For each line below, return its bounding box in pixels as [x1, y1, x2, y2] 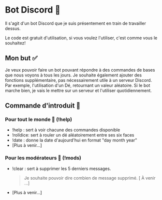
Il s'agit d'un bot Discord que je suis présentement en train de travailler [5, 20, 146, 26]
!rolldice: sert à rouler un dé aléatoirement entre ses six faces [12, 132, 134, 138]
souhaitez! [5, 40, 26, 46]
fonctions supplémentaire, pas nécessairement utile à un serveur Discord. [5, 77, 152, 83]
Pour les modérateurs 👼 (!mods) [5, 154, 81, 161]
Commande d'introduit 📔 [5, 102, 81, 110]
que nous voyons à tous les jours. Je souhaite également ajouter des [5, 72, 142, 78]
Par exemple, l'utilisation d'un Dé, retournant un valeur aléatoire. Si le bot [5, 82, 150, 88]
